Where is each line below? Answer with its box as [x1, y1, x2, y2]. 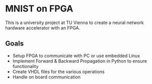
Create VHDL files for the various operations [12, 68, 105, 74]
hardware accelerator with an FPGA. [5, 24, 81, 30]
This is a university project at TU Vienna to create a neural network [5, 19, 144, 25]
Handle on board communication [12, 73, 81, 80]
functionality [12, 63, 39, 69]
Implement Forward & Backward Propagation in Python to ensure [12, 58, 147, 64]
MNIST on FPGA [5, 3, 73, 14]
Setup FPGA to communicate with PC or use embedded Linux [12, 52, 140, 58]
